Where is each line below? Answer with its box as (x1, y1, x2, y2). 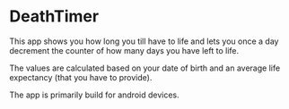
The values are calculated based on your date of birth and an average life (9, 63, 281, 73)
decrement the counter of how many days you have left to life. (9, 45, 240, 55)
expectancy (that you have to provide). (9, 71, 153, 82)
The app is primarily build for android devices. (9, 89, 180, 100)
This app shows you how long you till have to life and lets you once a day (9, 36, 279, 46)
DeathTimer (9, 6, 100, 27)
